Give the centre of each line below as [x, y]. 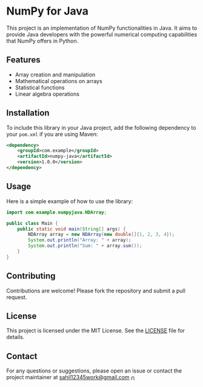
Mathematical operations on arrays [59, 81]
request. [17, 297]
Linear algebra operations [47, 94]
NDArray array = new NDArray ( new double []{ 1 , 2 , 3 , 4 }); [101, 235]
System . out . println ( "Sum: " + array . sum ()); [85, 246]
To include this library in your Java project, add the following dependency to [101, 127]
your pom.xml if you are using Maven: [52, 134]
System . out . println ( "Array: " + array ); [80, 240]
